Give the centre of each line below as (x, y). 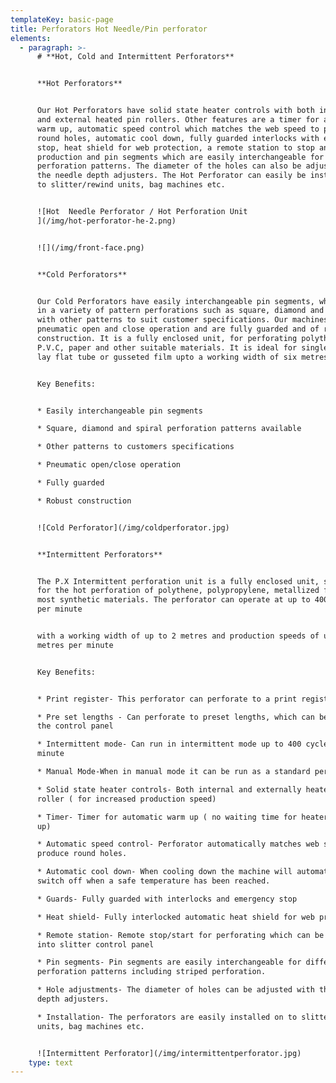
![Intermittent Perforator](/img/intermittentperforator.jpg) (169, 1053)
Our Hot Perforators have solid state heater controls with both (175, 111)
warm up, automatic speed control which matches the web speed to (178, 129)
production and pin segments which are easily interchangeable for (180, 157)
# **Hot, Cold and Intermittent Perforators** (135, 57)
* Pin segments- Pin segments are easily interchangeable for (169, 962)
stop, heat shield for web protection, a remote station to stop (175, 147)
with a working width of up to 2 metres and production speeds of (178, 636)
